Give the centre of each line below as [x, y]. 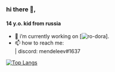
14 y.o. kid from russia [34, 23]
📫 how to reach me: [39, 43]
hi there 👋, [21, 9]
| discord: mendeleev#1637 [48, 52]
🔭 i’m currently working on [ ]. [62, 36]
